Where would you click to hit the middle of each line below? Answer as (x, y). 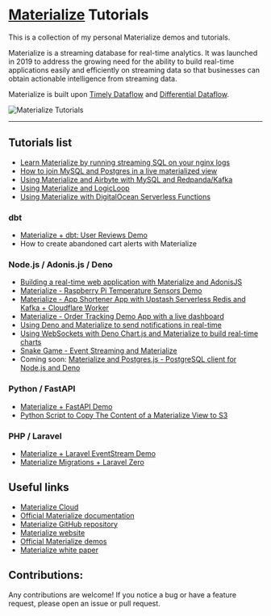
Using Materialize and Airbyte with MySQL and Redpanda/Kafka (126, 179)
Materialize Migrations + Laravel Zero (82, 462)
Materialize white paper (59, 550)
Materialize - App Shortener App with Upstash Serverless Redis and (133, 300)
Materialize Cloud (49, 507)
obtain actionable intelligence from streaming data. (93, 78)
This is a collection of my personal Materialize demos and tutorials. (119, 37)
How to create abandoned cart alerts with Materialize (108, 244)
